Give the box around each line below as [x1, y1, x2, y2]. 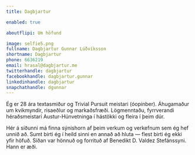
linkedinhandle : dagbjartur [6, 79, 75, 85]
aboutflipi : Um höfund [6, 30, 62, 36]
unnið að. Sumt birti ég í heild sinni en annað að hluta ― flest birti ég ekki [6, 131, 182, 138]
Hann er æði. [6, 143, 38, 150]
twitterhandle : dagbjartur [6, 68, 72, 74]
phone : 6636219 [6, 57, 43, 63]
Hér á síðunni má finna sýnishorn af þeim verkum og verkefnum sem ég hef [6, 124, 189, 131]
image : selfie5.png [6, 41, 54, 47]
